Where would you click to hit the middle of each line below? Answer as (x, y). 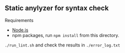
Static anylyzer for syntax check (57, 8)
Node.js (20, 30)
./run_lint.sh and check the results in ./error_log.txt (62, 45)
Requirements (19, 20)
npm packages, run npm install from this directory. (66, 35)
